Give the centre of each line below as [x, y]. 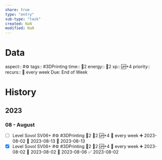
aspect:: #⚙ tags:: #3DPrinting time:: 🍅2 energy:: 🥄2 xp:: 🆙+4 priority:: [78, 67]
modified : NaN [20, 28]
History [21, 92]
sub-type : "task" [23, 19]
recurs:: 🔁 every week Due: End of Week [46, 72]
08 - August [20, 125]
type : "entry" [20, 14]
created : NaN [19, 24]
